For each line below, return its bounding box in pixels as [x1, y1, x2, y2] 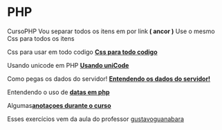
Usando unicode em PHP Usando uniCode [7, 61, 129, 69]
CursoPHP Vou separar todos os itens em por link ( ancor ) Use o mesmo [7, 27, 216, 35]
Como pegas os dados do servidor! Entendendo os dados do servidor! [7, 74, 211, 83]
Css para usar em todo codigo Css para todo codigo [7, 48, 158, 56]
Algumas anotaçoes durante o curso [7, 101, 112, 109]
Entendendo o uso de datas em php [7, 88, 110, 96]
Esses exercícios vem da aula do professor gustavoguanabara [7, 115, 185, 123]
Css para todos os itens [7, 34, 75, 42]
